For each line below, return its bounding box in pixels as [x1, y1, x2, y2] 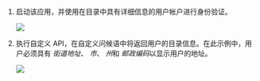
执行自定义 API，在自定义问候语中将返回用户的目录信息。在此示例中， [15, 39, 246, 48]
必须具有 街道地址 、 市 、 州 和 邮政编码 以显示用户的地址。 [22, 48, 212, 58]
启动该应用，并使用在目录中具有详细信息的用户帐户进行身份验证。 [15, 7, 232, 16]
